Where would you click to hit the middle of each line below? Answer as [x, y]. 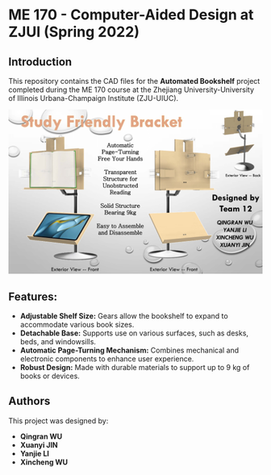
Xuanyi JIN [39, 444]
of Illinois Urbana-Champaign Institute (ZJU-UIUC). [94, 98]
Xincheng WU [44, 462]
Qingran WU [41, 436]
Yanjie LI [35, 453]
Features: [33, 296]
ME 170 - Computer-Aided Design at [131, 15]
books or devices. [50, 376]
